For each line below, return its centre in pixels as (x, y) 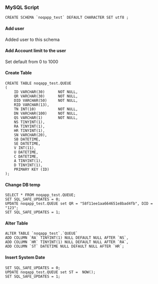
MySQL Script (22, 7)
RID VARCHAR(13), (32, 105)
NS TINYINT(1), (30, 122)
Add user (15, 28)
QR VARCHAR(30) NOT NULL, (46, 96)
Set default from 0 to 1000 (32, 62)
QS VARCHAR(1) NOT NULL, (46, 118)
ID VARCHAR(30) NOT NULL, (46, 92)
